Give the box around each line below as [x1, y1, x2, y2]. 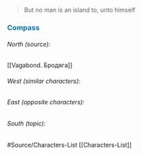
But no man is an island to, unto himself [23, 6, 136, 14]
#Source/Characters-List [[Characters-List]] [7, 141, 132, 149]
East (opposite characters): [7, 98, 84, 106]
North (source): [7, 40, 51, 48]
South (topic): [7, 119, 46, 128]
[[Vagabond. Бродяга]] [7, 61, 73, 69]
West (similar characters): [7, 77, 81, 85]
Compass [7, 23, 40, 32]
